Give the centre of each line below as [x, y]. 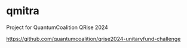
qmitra [23, 11]
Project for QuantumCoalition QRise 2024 [57, 27]
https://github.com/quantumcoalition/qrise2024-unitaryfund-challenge [93, 39]
